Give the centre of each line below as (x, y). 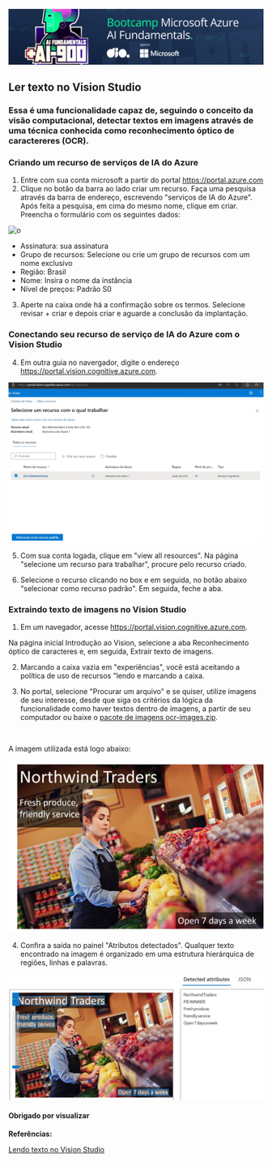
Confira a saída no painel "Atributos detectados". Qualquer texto (127, 945)
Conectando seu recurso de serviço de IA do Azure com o (124, 335)
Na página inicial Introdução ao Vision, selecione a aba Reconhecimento (129, 643)
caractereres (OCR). (49, 141)
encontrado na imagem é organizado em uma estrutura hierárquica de (137, 954)
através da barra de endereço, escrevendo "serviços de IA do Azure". (136, 197)
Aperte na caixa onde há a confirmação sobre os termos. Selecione (132, 305)
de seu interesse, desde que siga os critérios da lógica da (116, 700)
